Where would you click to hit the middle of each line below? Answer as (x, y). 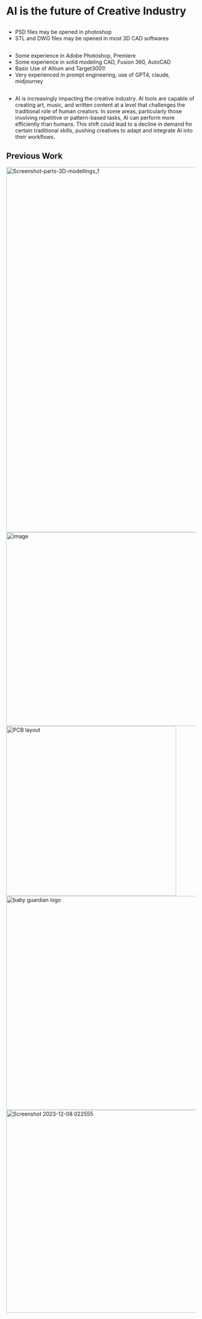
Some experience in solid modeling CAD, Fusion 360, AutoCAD (93, 62)
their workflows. (35, 137)
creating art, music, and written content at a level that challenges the (100, 105)
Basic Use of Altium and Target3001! (60, 68)
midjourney (29, 81)
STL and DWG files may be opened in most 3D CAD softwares (92, 38)
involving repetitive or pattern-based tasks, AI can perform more (95, 118)
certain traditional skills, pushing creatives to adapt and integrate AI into (104, 131)
